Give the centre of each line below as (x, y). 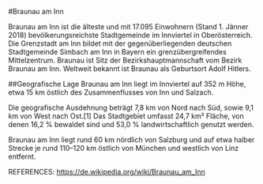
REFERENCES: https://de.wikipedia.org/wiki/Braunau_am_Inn (107, 172)
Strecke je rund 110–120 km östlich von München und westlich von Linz (124, 148)
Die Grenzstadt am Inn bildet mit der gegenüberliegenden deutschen (120, 43)
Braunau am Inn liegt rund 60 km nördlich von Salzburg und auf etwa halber (131, 140)
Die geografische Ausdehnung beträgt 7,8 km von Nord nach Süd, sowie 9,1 (131, 107)
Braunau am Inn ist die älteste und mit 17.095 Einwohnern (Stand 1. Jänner (128, 26)
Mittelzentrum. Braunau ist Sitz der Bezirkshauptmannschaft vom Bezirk (125, 60)
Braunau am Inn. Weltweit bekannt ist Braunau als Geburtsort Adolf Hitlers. (130, 69)
